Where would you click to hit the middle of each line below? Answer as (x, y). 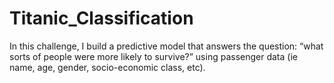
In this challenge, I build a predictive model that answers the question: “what (166, 46)
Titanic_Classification (101, 18)
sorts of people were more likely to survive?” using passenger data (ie (153, 56)
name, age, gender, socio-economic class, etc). (107, 67)
